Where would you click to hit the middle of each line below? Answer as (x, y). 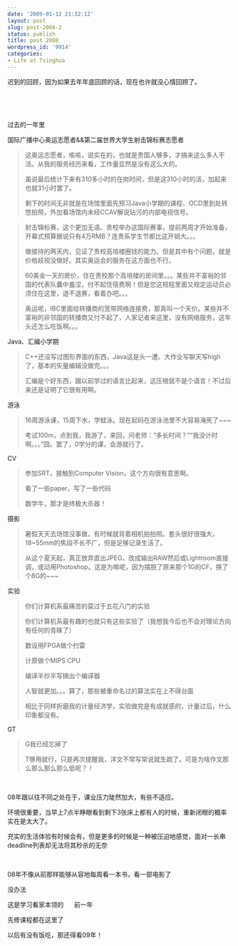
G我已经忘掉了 (46, 744)
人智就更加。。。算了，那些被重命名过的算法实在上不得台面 (109, 690)
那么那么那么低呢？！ (62, 768)
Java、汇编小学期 (33, 341)
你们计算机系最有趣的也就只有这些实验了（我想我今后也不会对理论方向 (128, 621)
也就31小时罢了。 (50, 188)
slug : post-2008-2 (35, 27)
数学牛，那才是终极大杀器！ (66, 503)
